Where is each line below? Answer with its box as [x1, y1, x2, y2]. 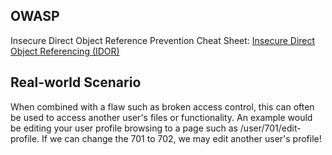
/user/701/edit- [239, 122, 302, 134]
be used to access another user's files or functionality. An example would [10, 111, 313, 123]
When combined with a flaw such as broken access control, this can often [10, 100, 315, 113]
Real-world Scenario [10, 74, 142, 91]
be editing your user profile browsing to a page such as [10, 122, 238, 134]
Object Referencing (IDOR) [10, 45, 120, 57]
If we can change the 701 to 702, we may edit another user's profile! [41, 132, 322, 144]
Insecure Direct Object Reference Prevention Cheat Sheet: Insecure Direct [10, 34, 316, 46]
